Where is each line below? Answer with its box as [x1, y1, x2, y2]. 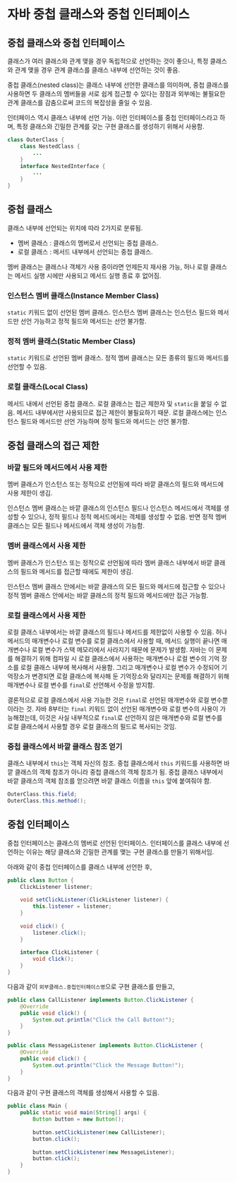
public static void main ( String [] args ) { [20, 1109, 147, 1116]
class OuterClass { [7, 136, 65, 143]
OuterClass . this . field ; [7, 791, 78, 798]
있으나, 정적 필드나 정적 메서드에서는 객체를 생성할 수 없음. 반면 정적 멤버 [28, 513, 227, 521]
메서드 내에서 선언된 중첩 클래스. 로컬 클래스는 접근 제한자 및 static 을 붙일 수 [7, 399, 220, 408]
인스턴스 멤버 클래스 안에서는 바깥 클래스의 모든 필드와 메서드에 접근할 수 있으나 [7, 582, 226, 591]
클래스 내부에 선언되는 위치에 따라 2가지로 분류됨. [7, 223, 143, 232]
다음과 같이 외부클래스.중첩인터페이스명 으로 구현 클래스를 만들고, [7, 982, 175, 991]
